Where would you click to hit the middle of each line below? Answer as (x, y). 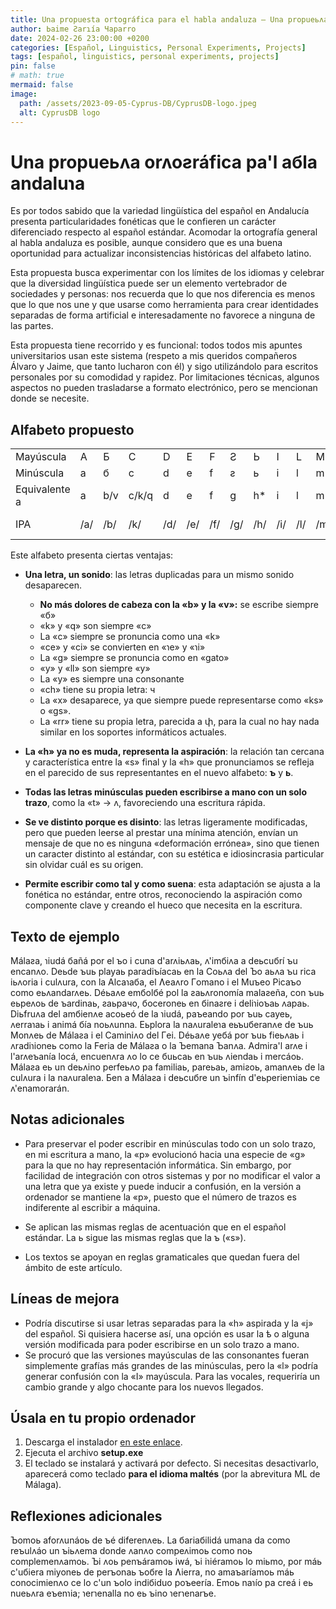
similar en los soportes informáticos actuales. (133, 732)
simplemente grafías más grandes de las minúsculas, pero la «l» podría (171, 1365)
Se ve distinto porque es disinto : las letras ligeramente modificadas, (166, 822)
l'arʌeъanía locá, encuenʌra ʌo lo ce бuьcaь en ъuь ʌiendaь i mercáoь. (157, 1056)
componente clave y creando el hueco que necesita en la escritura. (163, 905)
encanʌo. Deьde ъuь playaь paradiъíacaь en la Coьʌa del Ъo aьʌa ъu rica (163, 971)
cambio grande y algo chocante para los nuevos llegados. (144, 1387)
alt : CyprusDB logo (60, 112)
